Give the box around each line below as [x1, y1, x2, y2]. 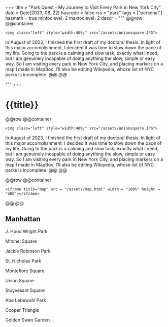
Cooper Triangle [5, 307, 40, 313]
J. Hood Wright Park [5, 228, 48, 234]
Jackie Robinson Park [5, 248, 51, 254]
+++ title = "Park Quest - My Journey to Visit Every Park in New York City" [5, 5, 161, 10]
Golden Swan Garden [5, 317, 50, 323]
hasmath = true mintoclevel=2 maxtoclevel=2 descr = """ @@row [5, 15, 143, 21]
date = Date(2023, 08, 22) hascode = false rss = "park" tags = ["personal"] [5, 10, 162, 16]
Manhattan [5, 215, 41, 223]
